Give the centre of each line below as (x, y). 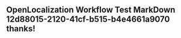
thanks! (21, 29)
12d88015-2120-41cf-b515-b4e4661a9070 (88, 20)
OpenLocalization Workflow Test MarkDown (91, 10)
